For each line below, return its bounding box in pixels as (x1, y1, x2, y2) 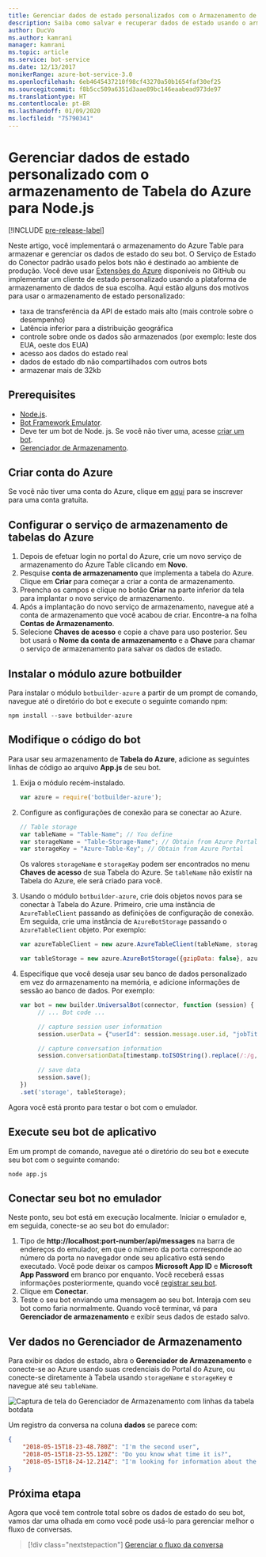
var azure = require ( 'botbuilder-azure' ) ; (19, 793, 162, 801)
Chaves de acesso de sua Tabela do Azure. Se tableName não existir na (19, 868, 253, 877)
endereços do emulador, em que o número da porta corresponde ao (19, 1244, 242, 1255)
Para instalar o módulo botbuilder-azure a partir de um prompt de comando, (8, 688, 258, 697)
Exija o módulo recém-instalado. (19, 777, 125, 788)
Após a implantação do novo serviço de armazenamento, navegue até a (19, 602, 255, 612)
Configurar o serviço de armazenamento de (8, 518, 228, 531)
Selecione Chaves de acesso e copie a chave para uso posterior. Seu (19, 627, 248, 637)
